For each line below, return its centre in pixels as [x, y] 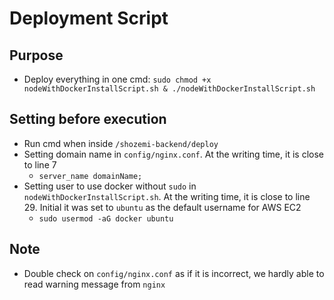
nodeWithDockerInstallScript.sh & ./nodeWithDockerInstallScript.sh [169, 89]
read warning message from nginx [94, 284]
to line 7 [40, 164]
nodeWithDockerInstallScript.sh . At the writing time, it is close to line [167, 196]
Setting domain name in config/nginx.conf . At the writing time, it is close [173, 154]
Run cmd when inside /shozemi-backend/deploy [121, 143]
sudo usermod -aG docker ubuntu [106, 218]
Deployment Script [89, 18]
